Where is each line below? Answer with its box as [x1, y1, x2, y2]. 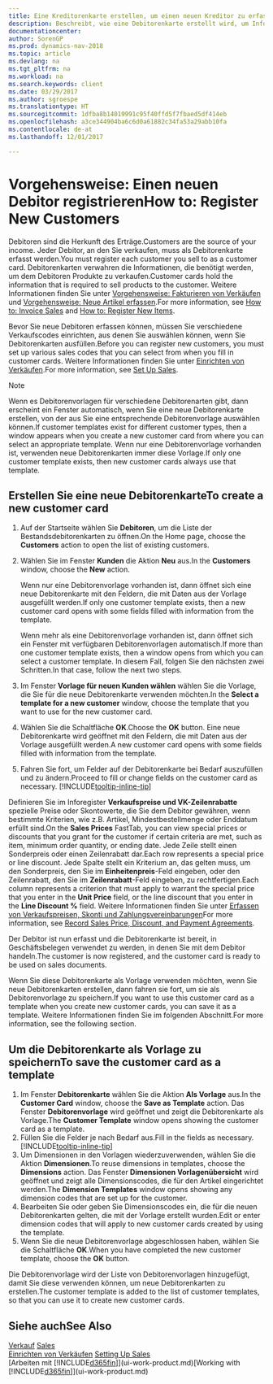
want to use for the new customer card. [19, 707, 153, 716]
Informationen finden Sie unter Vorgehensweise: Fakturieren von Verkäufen [8, 288, 262, 298]
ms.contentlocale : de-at [8, 125, 93, 133]
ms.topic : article [8, 50, 71, 58]
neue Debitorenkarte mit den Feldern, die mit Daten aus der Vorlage [19, 589, 247, 598]
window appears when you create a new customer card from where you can [8, 430, 264, 440]
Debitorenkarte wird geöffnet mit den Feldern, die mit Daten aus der [19, 731, 248, 741]
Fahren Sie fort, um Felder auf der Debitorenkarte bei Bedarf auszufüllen [19, 764, 263, 774]
